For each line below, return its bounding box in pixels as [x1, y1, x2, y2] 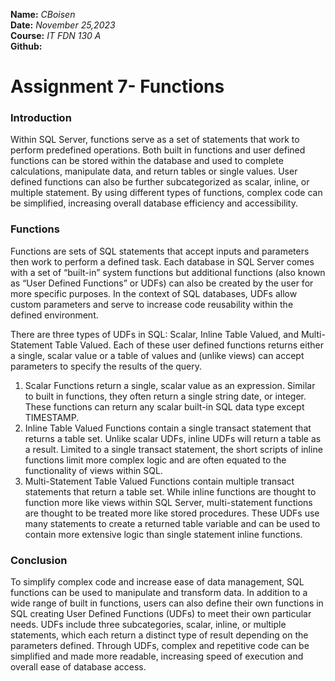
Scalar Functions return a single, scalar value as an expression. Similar [24, 379, 316, 391]
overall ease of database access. [10, 661, 147, 673]
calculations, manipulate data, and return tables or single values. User [10, 165, 298, 178]
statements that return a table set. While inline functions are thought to [24, 485, 317, 498]
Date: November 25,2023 [10, 19, 116, 31]
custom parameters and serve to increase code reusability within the [10, 298, 294, 310]
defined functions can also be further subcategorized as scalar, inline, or [10, 176, 310, 188]
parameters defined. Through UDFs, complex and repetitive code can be [10, 640, 310, 652]
